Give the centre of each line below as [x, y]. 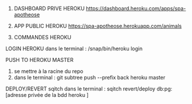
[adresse [16, 95]
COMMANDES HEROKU [43, 37]
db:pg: [165, 89]
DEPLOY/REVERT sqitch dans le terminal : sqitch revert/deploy [81, 89]
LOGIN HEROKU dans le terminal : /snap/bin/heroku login [74, 48]
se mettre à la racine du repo [48, 71]
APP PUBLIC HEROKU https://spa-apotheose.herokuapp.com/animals [98, 26]
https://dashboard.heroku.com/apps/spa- [136, 8]
